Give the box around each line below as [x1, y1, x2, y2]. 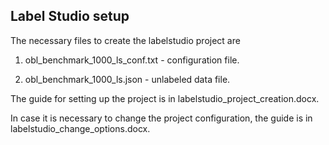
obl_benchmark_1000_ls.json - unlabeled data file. [24, 73, 231, 85]
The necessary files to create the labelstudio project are [10, 34, 241, 46]
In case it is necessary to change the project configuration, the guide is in [10, 112, 313, 124]
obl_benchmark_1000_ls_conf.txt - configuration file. [24, 54, 240, 66]
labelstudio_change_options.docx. [10, 122, 151, 134]
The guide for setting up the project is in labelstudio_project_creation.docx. [10, 92, 320, 104]
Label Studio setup [10, 8, 130, 25]
